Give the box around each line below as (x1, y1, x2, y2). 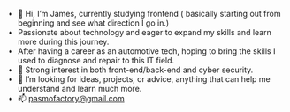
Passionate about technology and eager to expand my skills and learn (17, 27, 271, 37)
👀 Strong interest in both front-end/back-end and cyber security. (17, 64, 254, 75)
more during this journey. (17, 36, 110, 47)
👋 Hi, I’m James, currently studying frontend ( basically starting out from (17, 9, 281, 19)
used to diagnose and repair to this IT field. (17, 56, 175, 65)
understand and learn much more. (17, 84, 142, 93)
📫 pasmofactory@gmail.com (17, 93, 126, 103)
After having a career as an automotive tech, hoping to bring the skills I (17, 46, 276, 56)
